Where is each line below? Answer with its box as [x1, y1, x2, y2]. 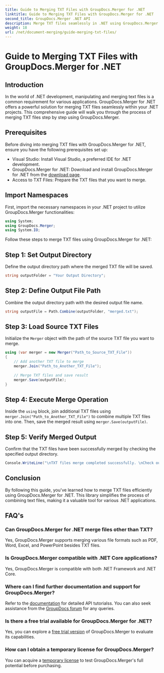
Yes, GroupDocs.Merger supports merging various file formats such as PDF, [5, 537, 158, 543]
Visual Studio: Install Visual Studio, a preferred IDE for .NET [12, 156, 131, 162]
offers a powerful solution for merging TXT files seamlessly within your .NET [5, 104, 159, 110]
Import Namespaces [5, 191, 68, 199]
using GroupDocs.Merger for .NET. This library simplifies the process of [5, 492, 149, 498]
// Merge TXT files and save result [14, 373, 89, 378]
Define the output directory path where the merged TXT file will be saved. [5, 264, 153, 270]
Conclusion [5, 474, 41, 483]
